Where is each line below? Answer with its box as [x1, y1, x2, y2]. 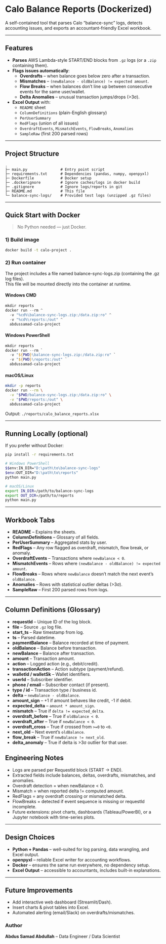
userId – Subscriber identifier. [12, 676, 73, 682]
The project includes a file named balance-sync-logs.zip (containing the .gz [5, 270, 160, 276]
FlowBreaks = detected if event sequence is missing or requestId [12, 798, 145, 804]
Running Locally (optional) [5, 429, 88, 438]
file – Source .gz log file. [12, 624, 63, 630]
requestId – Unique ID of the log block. [12, 618, 92, 624]
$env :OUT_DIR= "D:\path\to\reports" [5, 470, 79, 475]
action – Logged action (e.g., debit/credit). [12, 660, 99, 666]
